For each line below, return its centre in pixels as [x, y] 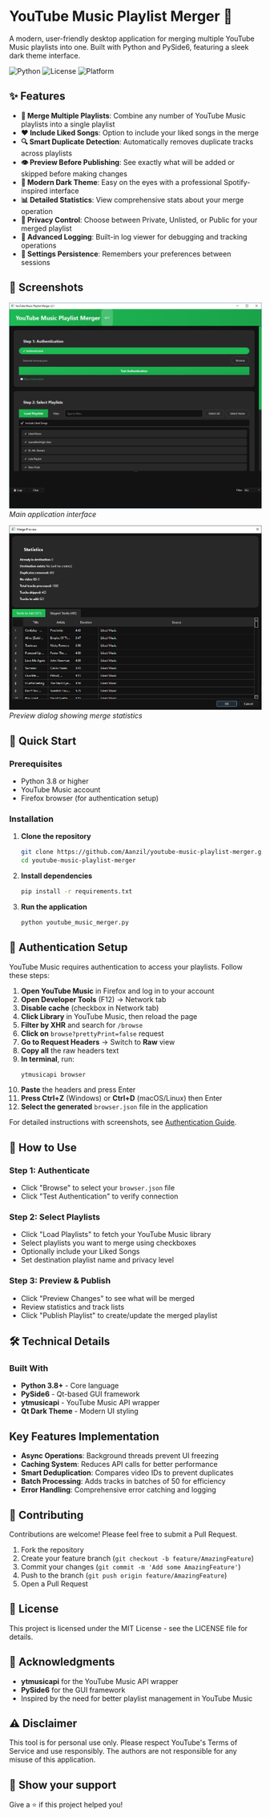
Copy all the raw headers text [70, 1050]
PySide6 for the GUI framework [73, 1690]
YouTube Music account [60, 789]
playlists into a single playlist [68, 124]
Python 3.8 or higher [54, 781]
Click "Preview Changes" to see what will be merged [108, 1298]
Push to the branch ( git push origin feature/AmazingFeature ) [124, 1575]
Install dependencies [56, 876]
